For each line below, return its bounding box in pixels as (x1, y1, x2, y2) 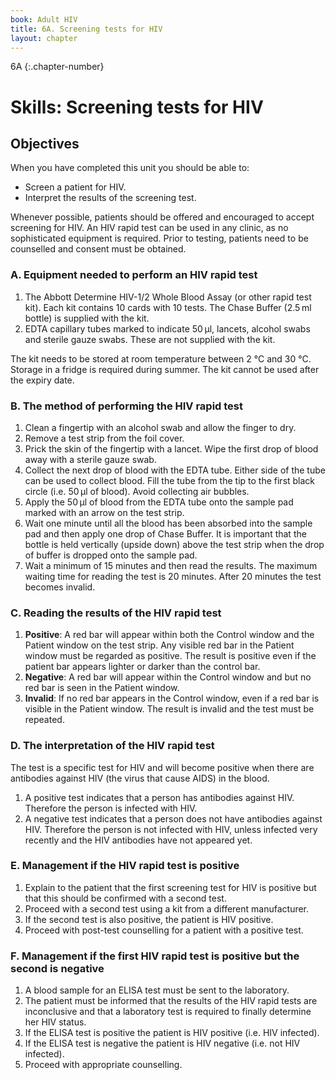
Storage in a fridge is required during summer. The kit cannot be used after (10, 363, 320, 375)
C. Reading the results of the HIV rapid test (10, 606, 222, 620)
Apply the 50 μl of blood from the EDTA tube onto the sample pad (24, 496, 294, 508)
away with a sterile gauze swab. (24, 453, 157, 465)
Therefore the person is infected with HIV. (24, 802, 198, 814)
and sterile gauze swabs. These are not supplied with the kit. (24, 333, 276, 345)
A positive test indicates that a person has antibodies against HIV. (24, 791, 295, 803)
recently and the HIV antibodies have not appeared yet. (24, 834, 253, 846)
